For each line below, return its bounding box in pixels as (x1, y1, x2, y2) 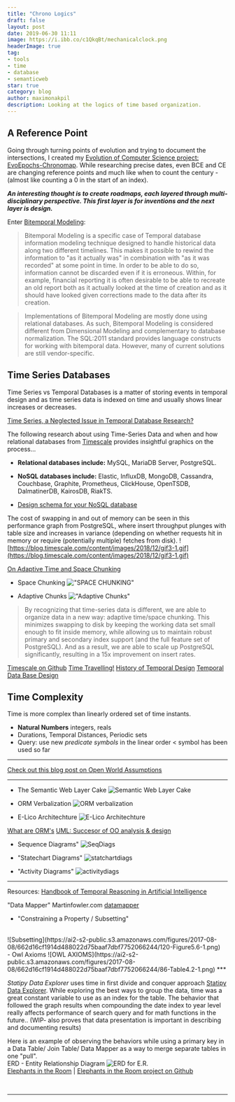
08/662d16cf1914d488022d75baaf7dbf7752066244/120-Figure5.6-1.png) (7, 943, 221, 951)
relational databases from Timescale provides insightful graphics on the (7, 437, 214, 445)
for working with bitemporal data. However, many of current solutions (24, 341, 225, 350)
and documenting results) (7, 1024, 82, 1032)
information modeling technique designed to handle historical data (24, 239, 216, 247)
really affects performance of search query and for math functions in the (7, 1009, 217, 1017)
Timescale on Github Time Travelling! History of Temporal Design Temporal (7, 663, 224, 672)
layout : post (7, 23, 45, 30)
